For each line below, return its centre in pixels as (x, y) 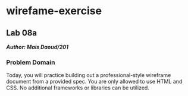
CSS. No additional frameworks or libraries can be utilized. (78, 88)
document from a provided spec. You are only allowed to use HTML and (94, 82)
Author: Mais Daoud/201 (37, 47)
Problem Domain (31, 62)
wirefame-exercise (54, 11)
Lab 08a (22, 33)
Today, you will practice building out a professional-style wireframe (89, 75)
